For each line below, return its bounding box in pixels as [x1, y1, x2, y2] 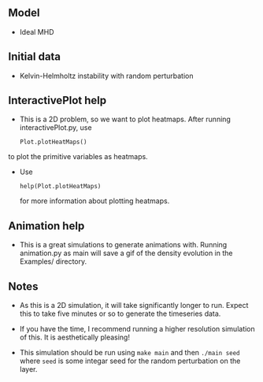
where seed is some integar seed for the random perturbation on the [19, 356, 241, 365]
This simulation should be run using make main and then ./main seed [19, 348, 240, 358]
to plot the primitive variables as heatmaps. [8, 152, 148, 161]
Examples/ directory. [19, 257, 87, 266]
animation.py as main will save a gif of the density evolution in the [19, 248, 233, 258]
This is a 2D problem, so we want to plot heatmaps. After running [19, 114, 231, 124]
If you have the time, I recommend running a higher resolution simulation [19, 325, 256, 334]
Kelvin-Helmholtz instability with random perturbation [19, 71, 194, 80]
